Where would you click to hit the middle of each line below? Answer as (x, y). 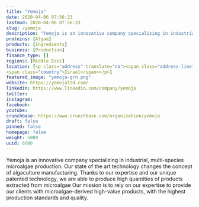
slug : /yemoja (24, 28)
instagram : (20, 99)
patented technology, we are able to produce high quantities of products (94, 179)
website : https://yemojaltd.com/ (47, 83)
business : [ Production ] (36, 50)
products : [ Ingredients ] (37, 45)
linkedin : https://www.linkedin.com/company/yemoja (71, 88)
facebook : (18, 105)
